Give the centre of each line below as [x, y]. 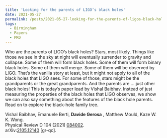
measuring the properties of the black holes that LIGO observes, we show [81, 94]
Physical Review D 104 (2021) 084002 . [45, 125]
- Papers [19, 33]
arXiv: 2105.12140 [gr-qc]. [31, 130]
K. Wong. [14, 120]
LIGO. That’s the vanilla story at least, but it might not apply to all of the [78, 73]
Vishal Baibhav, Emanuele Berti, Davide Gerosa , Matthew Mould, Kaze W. [81, 114]
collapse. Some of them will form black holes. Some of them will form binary [83, 62]
